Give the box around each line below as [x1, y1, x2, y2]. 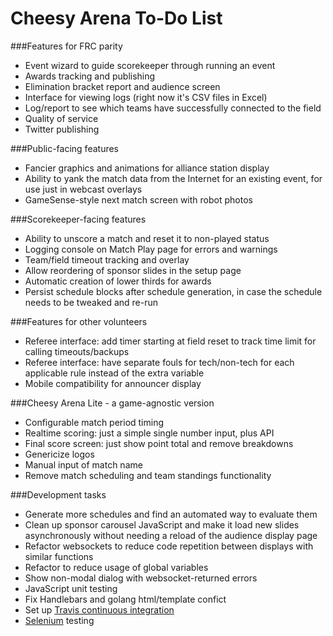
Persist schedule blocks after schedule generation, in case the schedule [24, 285, 323, 297]
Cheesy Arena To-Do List [10, 7, 223, 30]
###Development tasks [10, 488, 107, 501]
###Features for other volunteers [10, 315, 148, 327]
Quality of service [24, 112, 99, 124]
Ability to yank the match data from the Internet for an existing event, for [24, 172, 323, 184]
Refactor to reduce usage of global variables [24, 561, 209, 573]
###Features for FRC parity [10, 40, 123, 52]
